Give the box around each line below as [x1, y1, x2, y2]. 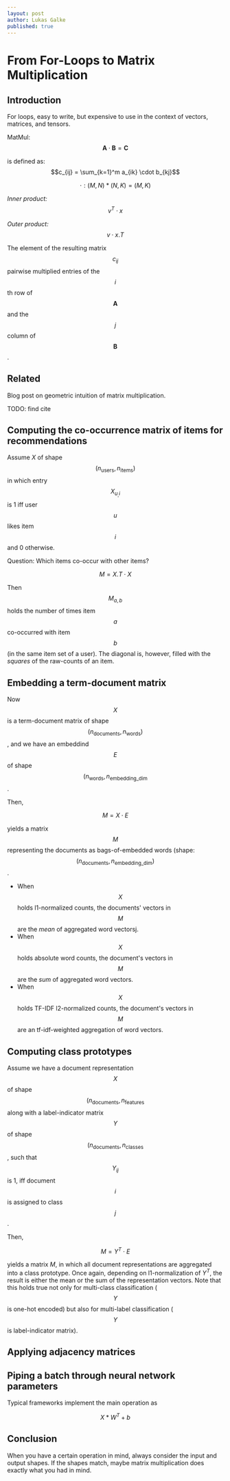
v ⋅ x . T [106, 231, 125, 239]
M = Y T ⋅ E [100, 1246, 130, 1255]
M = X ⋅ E [102, 811, 129, 819]
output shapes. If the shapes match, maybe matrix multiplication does [7, 1458, 205, 1467]
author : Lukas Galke [7, 17, 67, 23]
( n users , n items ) [95, 464, 136, 474]
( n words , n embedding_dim [83, 771, 148, 782]
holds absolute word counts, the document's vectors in [16, 954, 173, 963]
